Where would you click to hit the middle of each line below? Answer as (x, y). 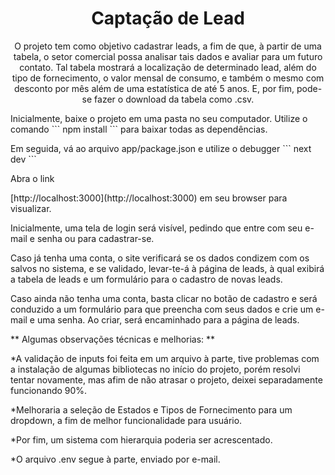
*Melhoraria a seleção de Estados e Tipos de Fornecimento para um (151, 409)
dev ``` (23, 159)
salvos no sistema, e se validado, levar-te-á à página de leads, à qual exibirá (167, 268)
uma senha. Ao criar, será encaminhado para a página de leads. (168, 319)
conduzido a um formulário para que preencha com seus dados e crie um (162, 309)
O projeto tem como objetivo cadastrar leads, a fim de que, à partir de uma (168, 46)
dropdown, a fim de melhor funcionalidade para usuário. (126, 420)
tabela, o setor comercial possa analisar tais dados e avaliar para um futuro (168, 56)
